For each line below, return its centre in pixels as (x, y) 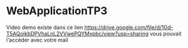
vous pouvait (166, 33)
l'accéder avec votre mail (37, 40)
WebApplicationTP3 (57, 11)
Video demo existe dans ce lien (45, 27)
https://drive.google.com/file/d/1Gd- (129, 27)
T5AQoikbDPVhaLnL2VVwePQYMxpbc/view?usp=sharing (78, 33)
